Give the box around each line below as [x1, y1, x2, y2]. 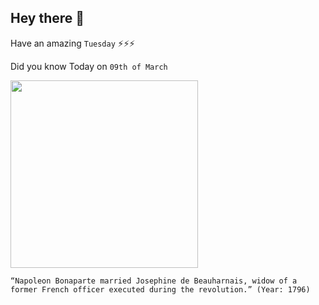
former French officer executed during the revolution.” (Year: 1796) [10, 284, 311, 295]
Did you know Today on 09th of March [10, 60, 168, 72]
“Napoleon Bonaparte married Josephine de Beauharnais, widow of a [10, 276, 298, 286]
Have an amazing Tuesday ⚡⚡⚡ [10, 37, 136, 49]
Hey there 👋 [10, 10, 85, 27]
